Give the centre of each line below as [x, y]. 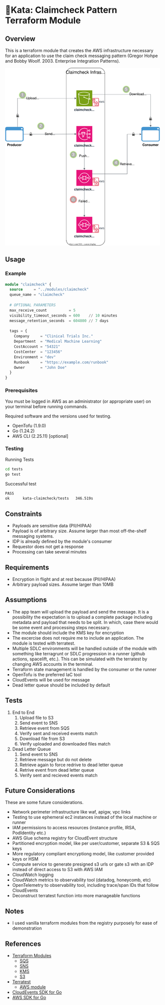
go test [13, 474]
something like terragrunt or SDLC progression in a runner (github [79, 653]
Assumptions [26, 600]
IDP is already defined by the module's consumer [62, 542]
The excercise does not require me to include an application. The [78, 638]
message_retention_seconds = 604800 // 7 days [59, 321]
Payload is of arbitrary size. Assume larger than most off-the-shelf [79, 531]
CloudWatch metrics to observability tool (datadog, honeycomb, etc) [82, 880]
